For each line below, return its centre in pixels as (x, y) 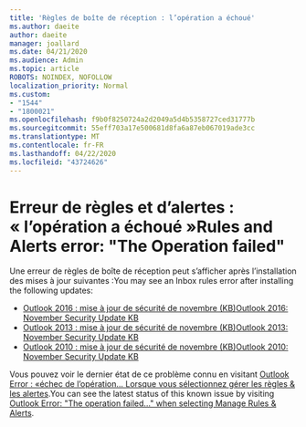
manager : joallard (44, 43)
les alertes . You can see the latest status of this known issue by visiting (142, 394)
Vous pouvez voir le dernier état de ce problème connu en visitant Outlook (149, 374)
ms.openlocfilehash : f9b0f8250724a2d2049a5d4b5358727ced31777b (132, 120)
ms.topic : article (44, 69)
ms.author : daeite (44, 26)
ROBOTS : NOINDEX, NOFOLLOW (61, 78)
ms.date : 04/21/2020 (49, 52)
